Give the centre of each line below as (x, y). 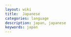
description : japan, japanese (36, 23)
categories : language (27, 18)
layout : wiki (18, 9)
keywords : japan (21, 27)
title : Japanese (23, 14)
